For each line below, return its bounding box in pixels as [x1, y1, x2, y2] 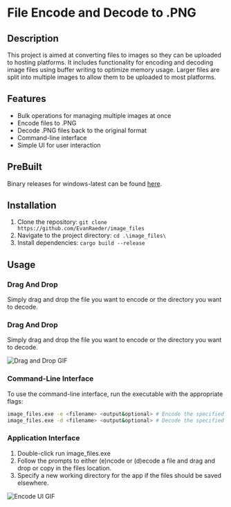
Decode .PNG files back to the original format [17, 126, 147, 135]
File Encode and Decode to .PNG [7, 5, 197, 21]
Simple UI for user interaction [17, 141, 102, 149]
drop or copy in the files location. [17, 463, 112, 472]
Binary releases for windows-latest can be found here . [7, 179, 163, 188]
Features [7, 93, 46, 105]
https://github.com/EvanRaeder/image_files [17, 225, 145, 232]
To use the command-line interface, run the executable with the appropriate [7, 390, 223, 398]
